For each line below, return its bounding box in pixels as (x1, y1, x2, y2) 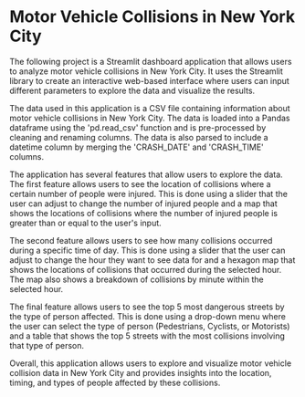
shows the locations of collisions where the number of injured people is (9, 207, 279, 218)
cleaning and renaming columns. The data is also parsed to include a (9, 131, 268, 142)
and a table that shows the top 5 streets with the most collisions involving (9, 330, 286, 341)
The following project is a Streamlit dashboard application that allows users (9, 56, 292, 67)
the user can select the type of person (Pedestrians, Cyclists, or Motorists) (9, 320, 290, 331)
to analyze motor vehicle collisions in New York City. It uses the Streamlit (9, 66, 283, 77)
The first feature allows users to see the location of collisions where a (9, 178, 271, 189)
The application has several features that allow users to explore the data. (9, 169, 283, 180)
